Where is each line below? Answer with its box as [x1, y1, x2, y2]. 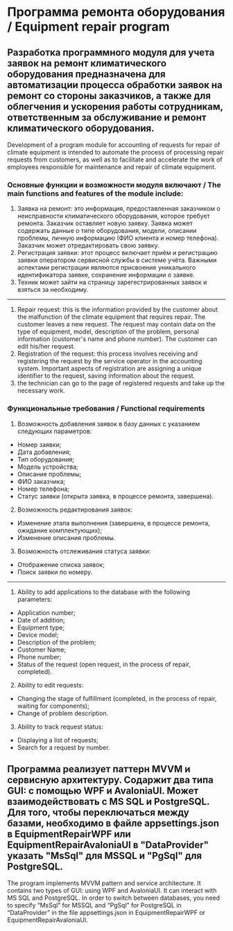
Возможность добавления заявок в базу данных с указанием [17, 419, 200, 428]
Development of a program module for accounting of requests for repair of [7, 141, 221, 149]
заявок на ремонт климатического [7, 57, 167, 69]
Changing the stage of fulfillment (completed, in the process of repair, [17, 694, 217, 702]
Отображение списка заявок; [17, 560, 105, 568]
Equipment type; [17, 623, 64, 632]
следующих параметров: [17, 427, 92, 435]
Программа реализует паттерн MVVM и [7, 763, 191, 775]
